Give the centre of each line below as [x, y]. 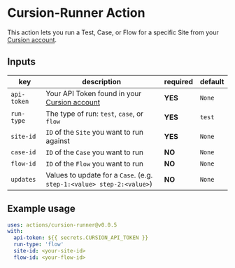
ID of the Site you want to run [94, 132]
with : [15, 232]
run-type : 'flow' [39, 244]
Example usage [41, 209]
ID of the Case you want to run [94, 152]
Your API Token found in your [94, 93]
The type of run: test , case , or [95, 114]
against [58, 140]
